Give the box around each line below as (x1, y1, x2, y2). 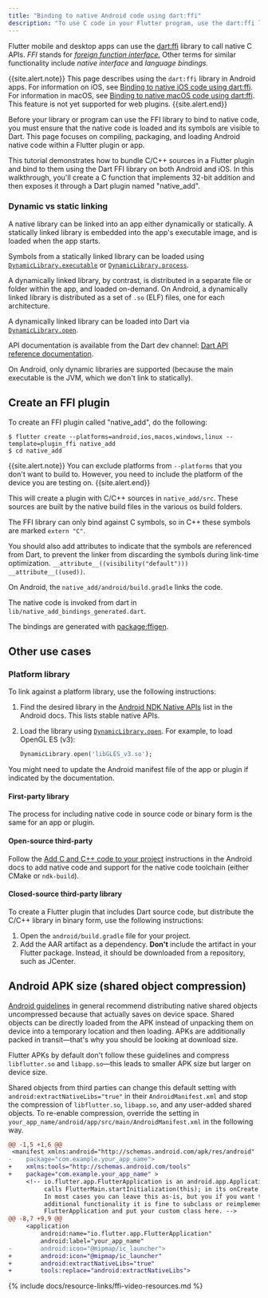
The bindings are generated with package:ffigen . (8, 621, 169, 631)
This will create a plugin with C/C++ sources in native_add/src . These (8, 493, 238, 503)
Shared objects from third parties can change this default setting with (8, 1082, 237, 1092)
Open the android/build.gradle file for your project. (19, 930, 191, 940)
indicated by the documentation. (8, 773, 115, 783)
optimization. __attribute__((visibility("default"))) (8, 558, 189, 567)
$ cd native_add (8, 447, 62, 455)
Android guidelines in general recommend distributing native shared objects (8, 1001, 258, 1010)
